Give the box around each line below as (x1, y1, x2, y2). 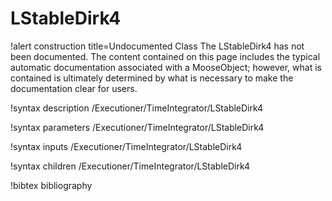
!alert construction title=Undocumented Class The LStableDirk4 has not (10, 40, 305, 52)
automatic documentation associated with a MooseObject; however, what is (10, 61, 322, 73)
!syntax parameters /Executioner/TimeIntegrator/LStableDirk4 (10, 121, 265, 133)
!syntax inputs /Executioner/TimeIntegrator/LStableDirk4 (10, 140, 243, 152)
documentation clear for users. (10, 82, 138, 94)
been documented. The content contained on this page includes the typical (10, 50, 321, 62)
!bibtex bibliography (10, 179, 93, 191)
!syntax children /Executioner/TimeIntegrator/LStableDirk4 (10, 160, 251, 172)
